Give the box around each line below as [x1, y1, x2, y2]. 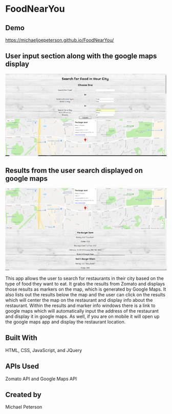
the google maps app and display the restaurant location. [5, 318, 126, 325]
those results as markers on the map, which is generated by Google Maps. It [5, 286, 166, 292]
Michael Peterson [5, 404, 42, 410]
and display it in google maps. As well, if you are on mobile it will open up [5, 313, 160, 319]
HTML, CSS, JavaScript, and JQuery [5, 347, 82, 353]
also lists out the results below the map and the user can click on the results [5, 291, 165, 297]
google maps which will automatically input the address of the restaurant [5, 308, 159, 314]
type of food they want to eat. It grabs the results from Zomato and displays [5, 280, 165, 287]
